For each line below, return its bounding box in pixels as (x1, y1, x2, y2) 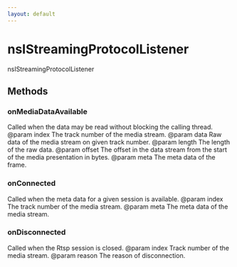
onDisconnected (7, 227, 66, 237)
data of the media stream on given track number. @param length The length (7, 138, 231, 147)
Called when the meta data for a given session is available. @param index (7, 194, 223, 203)
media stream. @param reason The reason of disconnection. (7, 251, 186, 260)
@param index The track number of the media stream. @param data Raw (7, 130, 222, 139)
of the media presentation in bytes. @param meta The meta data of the (7, 153, 216, 162)
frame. (7, 161, 27, 169)
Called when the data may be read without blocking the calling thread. (7, 122, 214, 132)
